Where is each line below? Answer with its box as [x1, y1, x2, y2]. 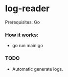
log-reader [5, 3, 50, 14]
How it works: [5, 31, 39, 38]
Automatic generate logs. [12, 66, 64, 72]
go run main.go [12, 43, 43, 49]
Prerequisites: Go [5, 19, 40, 25]
